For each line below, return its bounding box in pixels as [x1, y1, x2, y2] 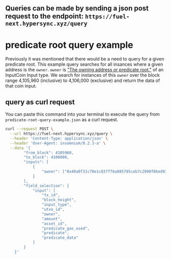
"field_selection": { [23, 183, 70, 188]
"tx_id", [41, 193, 60, 198]
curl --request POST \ [5, 127, 53, 132]
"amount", [41, 216, 63, 221]
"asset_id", [41, 221, 67, 226]
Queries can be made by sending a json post [5, 4, 149, 13]
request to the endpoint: [5, 12, 84, 21]
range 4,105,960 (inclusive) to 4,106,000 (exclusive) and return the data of [5, 77, 160, 83]
